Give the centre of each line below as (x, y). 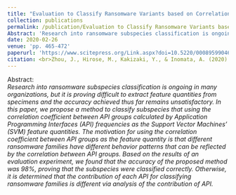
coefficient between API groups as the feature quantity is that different (110, 139)
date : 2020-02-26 (33, 40)
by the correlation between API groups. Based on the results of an (103, 154)
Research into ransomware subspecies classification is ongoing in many (112, 87)
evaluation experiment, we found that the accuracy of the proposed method (117, 161)
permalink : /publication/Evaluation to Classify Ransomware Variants (111, 27)
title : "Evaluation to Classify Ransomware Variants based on (100, 14)
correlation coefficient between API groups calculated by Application (107, 116)
